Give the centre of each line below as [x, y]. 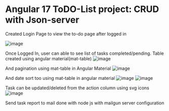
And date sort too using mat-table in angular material [60, 78]
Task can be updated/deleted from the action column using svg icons [77, 88]
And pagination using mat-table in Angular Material [58, 68]
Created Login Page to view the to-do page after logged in [66, 34]
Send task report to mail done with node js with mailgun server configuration [85, 103]
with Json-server [42, 20]
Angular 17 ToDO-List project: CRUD [82, 9]
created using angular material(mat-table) [48, 58]
